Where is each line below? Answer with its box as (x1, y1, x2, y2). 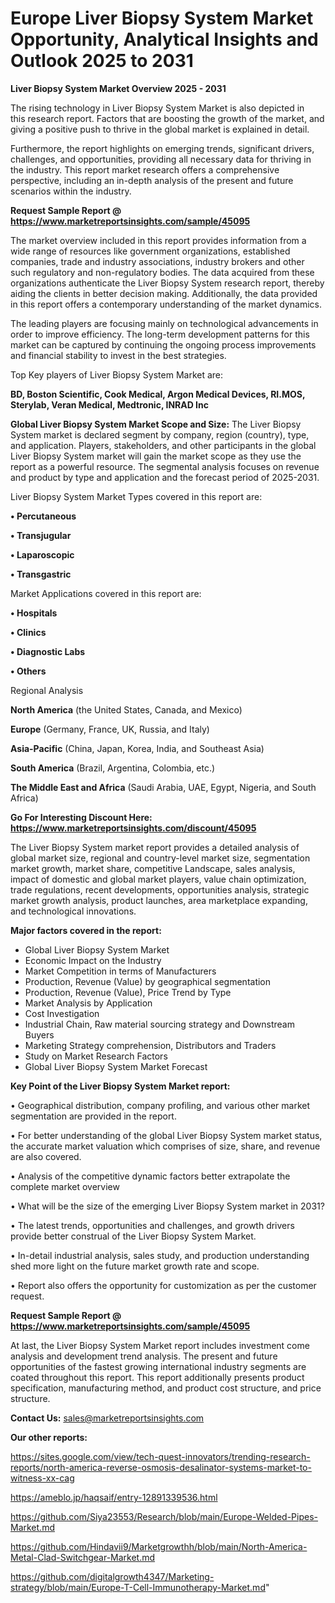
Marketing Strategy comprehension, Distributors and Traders (24, 1039, 277, 1051)
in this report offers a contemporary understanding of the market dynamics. (10, 298, 322, 310)
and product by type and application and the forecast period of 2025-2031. (10, 471, 320, 483)
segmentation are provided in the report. (10, 1110, 177, 1122)
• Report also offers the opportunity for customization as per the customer (10, 1279, 317, 1291)
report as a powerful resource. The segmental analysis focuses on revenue (10, 460, 320, 472)
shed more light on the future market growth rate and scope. (10, 1260, 260, 1272)
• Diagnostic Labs (10, 645, 86, 657)
